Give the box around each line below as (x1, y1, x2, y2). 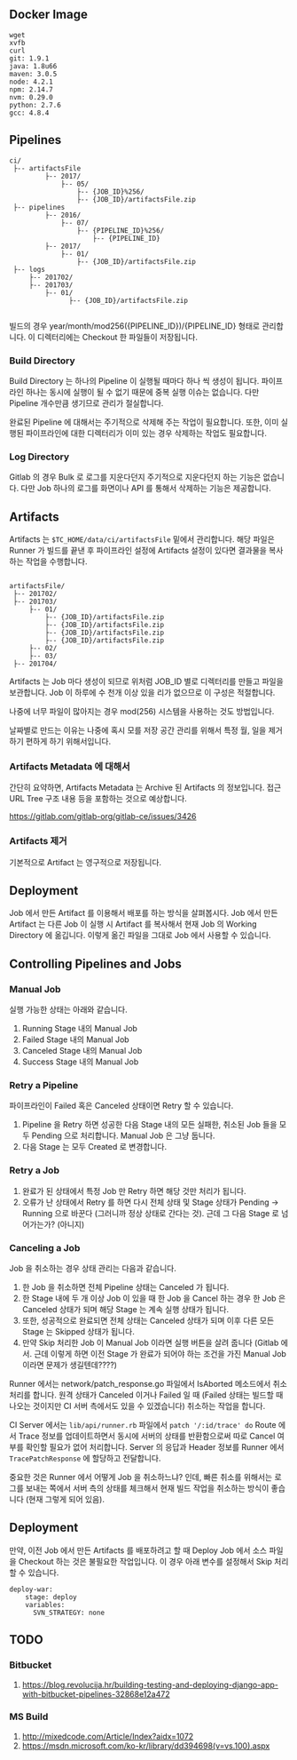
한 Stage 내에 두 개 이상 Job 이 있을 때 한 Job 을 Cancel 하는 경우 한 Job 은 (21, 1293, 286, 1304)
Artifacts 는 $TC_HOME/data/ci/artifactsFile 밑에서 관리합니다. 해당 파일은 (9, 534, 275, 545)
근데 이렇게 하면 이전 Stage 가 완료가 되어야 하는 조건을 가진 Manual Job (34, 1349, 286, 1359)
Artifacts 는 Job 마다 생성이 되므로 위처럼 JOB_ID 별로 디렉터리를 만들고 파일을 (9, 676, 284, 687)
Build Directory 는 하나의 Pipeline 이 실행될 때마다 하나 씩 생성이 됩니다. (9, 375, 260, 386)
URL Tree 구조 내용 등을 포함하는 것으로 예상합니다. (9, 793, 188, 804)
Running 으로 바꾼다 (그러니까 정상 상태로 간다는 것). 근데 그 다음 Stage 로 (21, 1207, 279, 1218)
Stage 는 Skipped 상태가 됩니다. (21, 1326, 135, 1337)
